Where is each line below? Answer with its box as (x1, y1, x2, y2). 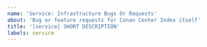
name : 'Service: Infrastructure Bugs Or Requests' (7, 10, 158, 17)
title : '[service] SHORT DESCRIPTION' (7, 23, 120, 30)
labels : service (7, 29, 54, 37)
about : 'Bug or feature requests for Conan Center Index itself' (7, 17, 201, 23)
